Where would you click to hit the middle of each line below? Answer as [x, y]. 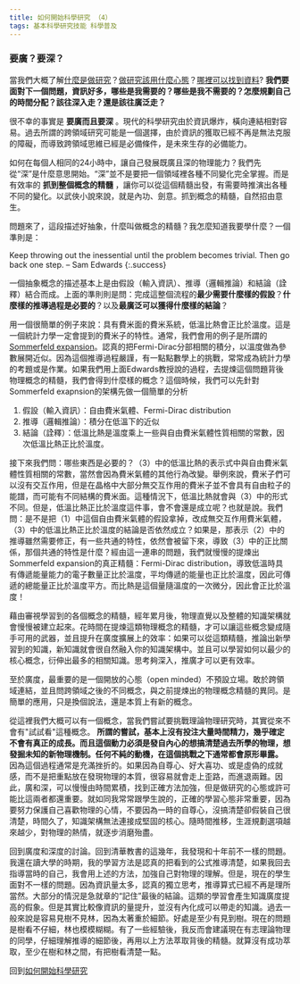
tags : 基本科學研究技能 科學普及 [63, 26]
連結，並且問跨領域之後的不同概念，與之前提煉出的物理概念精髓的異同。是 [154, 690]
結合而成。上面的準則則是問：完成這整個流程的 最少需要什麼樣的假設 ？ [154, 294]
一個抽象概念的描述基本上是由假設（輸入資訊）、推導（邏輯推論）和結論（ [144, 283]
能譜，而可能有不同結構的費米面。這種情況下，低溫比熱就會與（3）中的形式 [149, 496]
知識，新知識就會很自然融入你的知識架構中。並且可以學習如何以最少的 [162, 649]
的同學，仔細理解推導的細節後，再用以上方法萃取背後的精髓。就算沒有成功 [146, 940]
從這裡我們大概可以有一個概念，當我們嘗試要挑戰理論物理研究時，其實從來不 [150, 721]
